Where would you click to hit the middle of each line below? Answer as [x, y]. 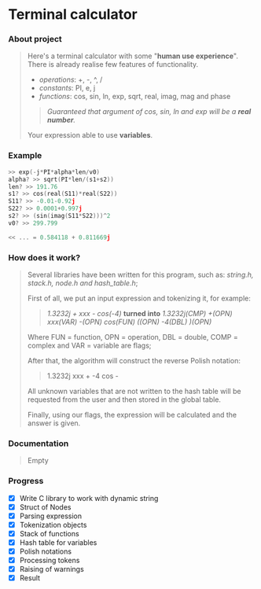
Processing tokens [50, 560]
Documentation [39, 444]
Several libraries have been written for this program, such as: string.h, [140, 274]
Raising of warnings [51, 569]
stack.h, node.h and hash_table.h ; [83, 283]
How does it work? [44, 257]
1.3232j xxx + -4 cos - [83, 376]
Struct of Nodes [45, 507]
